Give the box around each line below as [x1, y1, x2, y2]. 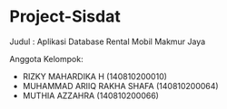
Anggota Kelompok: [9, 53, 84, 64]
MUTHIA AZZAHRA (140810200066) [22, 90, 159, 101]
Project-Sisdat [9, 6, 121, 27]
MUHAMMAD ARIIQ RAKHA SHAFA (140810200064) [22, 80, 220, 91]
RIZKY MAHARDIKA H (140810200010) [22, 70, 168, 82]
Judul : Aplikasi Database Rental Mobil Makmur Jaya [9, 36, 206, 47]
